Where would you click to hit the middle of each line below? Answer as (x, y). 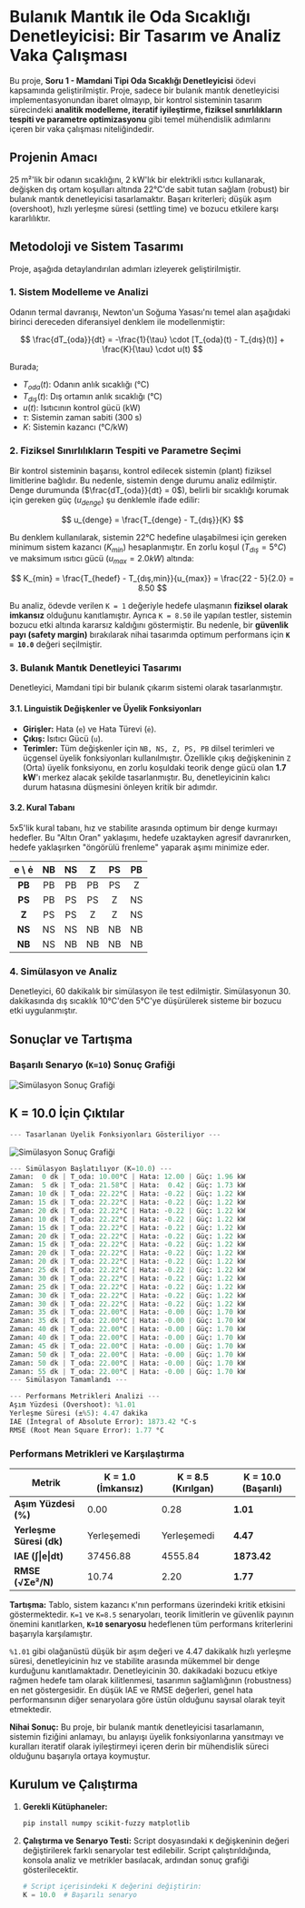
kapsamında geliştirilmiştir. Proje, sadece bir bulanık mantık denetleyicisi (144, 90)
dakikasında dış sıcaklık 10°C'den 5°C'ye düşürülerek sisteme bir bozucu (145, 1001)
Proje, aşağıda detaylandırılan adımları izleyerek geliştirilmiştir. (125, 268)
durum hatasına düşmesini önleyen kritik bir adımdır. (120, 787)
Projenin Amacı (54, 158)
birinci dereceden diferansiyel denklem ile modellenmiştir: (117, 321)
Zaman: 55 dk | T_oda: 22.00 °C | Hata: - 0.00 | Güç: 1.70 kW (128, 1371)
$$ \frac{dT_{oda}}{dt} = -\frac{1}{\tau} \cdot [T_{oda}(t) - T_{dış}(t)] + (152, 339)
